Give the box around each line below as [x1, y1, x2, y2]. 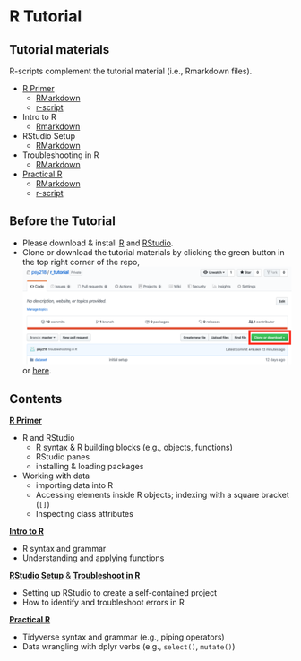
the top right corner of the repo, [21, 256, 141, 267]
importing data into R [35, 480, 114, 491]
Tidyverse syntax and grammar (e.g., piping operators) [21, 631, 226, 642]
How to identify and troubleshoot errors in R [21, 597, 185, 608]
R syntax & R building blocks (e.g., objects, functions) [35, 442, 233, 453]
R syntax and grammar [21, 544, 107, 554]
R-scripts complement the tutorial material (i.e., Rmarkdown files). [9, 65, 253, 76]
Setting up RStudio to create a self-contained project [21, 588, 218, 598]
